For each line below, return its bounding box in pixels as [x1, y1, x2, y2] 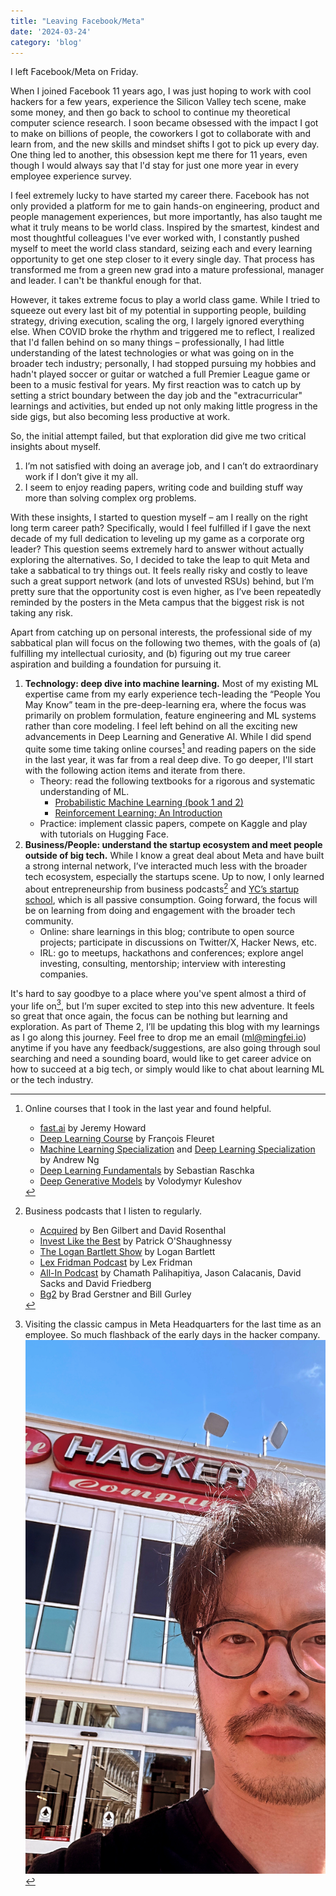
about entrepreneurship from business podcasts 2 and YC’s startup [24, 881, 299, 895]
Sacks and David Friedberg [39, 1278, 152, 1290]
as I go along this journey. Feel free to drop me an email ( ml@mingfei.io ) [10, 1031, 307, 1044]
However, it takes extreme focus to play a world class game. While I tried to [10, 294, 321, 306]
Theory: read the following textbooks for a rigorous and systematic [39, 775, 316, 787]
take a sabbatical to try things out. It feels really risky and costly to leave [10, 565, 308, 577]
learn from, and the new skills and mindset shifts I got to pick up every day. [10, 138, 320, 150]
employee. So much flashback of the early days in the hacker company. [24, 1329, 321, 1341]
